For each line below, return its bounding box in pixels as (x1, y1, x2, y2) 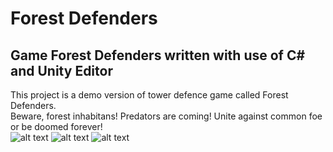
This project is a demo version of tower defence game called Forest (10, 89, 289, 101)
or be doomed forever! (10, 121, 103, 132)
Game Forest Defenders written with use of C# (10, 47, 306, 64)
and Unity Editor (10, 62, 113, 79)
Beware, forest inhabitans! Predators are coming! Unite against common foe (10, 110, 323, 122)
